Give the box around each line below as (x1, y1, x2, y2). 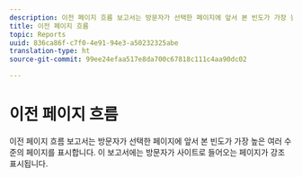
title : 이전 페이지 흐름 (9, 22, 90, 31)
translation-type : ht (9, 47, 91, 56)
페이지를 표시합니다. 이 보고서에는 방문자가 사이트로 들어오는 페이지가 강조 (25, 146, 286, 157)
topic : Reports (9, 30, 67, 39)
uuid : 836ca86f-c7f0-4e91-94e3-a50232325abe (9, 38, 179, 48)
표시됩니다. (9, 158, 49, 169)
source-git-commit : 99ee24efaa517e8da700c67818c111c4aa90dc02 (9, 55, 247, 64)
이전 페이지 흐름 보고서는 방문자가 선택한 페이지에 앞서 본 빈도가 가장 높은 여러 (9, 136, 283, 146)
